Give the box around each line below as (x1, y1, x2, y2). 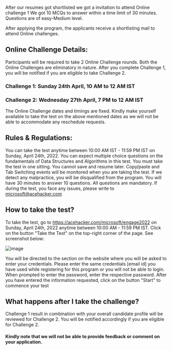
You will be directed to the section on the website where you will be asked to (5, 255, 167, 261)
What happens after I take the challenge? (5, 297, 139, 306)
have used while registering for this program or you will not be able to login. (5, 266, 165, 272)
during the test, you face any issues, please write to (5, 185, 115, 191)
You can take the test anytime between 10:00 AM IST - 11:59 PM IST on (5, 147, 155, 153)
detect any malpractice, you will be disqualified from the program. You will (5, 174, 162, 181)
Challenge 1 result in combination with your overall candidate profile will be (5, 311, 163, 317)
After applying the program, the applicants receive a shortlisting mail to (5, 25, 155, 31)
